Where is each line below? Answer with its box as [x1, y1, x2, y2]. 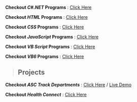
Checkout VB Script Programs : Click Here [5, 44, 95, 50]
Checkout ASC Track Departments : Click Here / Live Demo [5, 81, 132, 88]
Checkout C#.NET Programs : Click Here [5, 5, 92, 10]
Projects [17, 68, 45, 77]
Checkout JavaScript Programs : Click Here [5, 34, 99, 40]
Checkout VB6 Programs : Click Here [5, 53, 84, 59]
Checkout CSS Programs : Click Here [5, 24, 84, 30]
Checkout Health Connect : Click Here [5, 91, 87, 97]
